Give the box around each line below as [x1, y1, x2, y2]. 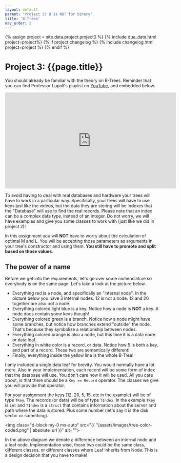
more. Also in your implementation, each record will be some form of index [5, 367, 155, 373]
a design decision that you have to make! [5, 452, 88, 458]
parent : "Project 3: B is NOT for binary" [5, 12, 93, 17]
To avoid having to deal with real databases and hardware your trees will [5, 193, 151, 198]
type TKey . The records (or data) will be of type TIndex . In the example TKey [5, 397, 155, 403]
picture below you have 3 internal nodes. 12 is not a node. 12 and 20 [12, 295, 149, 301]
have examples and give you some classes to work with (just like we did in [5, 218, 155, 224]
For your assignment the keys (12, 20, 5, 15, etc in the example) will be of [5, 392, 151, 398]
